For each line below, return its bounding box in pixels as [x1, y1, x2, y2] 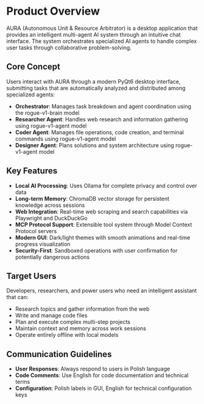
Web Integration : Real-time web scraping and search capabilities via [15, 207, 188, 215]
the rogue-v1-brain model [15, 109, 80, 117]
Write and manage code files [15, 312, 88, 319]
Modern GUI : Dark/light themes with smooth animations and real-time [15, 234, 191, 241]
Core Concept [6, 62, 61, 72]
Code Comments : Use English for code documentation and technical [15, 372, 189, 379]
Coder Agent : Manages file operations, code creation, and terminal [15, 128, 184, 135]
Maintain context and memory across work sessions [15, 325, 146, 332]
